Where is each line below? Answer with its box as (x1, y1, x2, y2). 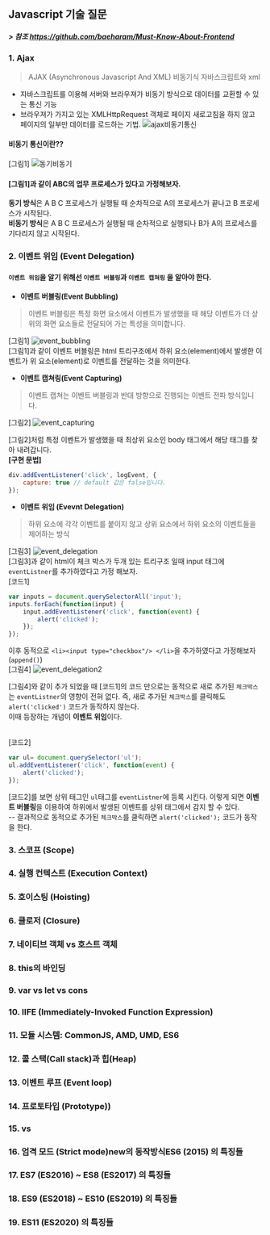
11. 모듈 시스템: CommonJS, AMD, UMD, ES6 (8, 1029, 180, 1040)
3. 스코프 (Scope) (8, 844, 75, 856)
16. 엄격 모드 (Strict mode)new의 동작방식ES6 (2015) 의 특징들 (8, 1145, 243, 1157)
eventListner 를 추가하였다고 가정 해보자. (8, 566, 139, 576)
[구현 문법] (8, 455, 42, 465)
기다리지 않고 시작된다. (8, 228, 80, 238)
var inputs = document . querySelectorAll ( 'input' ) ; (8, 592, 182, 601)
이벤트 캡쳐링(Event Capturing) (19, 374, 123, 383)
